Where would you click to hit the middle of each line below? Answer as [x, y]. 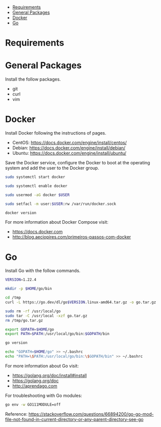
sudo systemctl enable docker [36, 186]
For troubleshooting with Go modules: [44, 395]
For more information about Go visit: [42, 366]
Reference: [16, 414]
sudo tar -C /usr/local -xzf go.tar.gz [46, 316]
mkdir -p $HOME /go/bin [28, 289]
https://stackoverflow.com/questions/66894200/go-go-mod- [91, 414]
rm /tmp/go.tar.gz [24, 320]
